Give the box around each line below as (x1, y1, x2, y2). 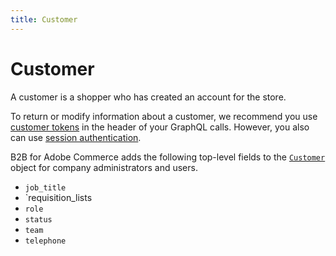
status (24, 214, 53, 225)
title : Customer (10, 14, 78, 25)
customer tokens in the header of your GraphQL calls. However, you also (10, 121, 310, 133)
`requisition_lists (24, 191, 93, 203)
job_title (24, 182, 67, 193)
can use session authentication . (10, 131, 142, 143)
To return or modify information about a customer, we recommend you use (10, 110, 318, 122)
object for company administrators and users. (10, 161, 198, 173)
